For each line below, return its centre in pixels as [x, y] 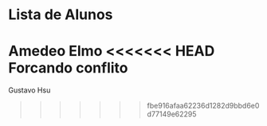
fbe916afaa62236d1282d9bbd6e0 [203, 106]
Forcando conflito [68, 68]
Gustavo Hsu [29, 90]
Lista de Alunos [61, 15]
